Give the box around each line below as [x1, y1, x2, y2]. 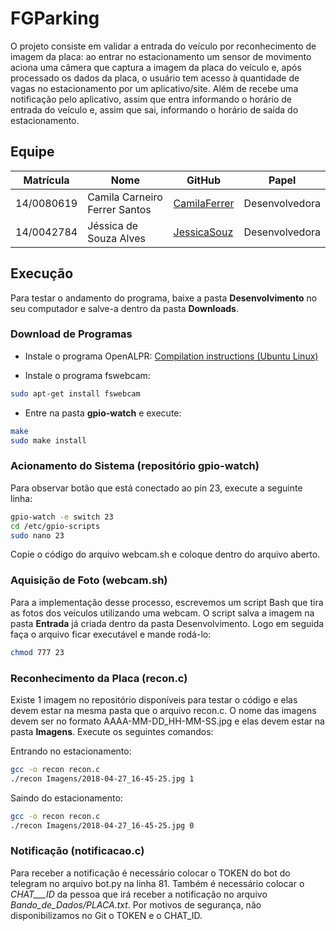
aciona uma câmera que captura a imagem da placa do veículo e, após [10, 61, 302, 73]
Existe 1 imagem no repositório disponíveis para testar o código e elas [10, 693, 298, 706]
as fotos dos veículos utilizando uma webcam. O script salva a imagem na [10, 607, 315, 619]
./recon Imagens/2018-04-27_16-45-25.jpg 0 [10, 820, 195, 831]
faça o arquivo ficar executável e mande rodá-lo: [10, 628, 212, 640]
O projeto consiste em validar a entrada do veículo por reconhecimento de [10, 40, 317, 52]
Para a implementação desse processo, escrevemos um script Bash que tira [10, 596, 324, 608]
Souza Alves [87, 231, 147, 245]
